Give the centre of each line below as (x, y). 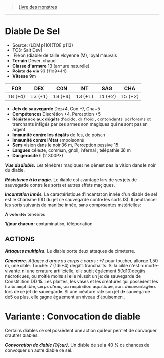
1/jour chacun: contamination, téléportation (49, 224)
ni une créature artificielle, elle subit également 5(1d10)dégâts (84, 271)
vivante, (13, 271)
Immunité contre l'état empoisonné (48, 140)
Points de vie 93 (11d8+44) (40, 71)
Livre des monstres (38, 7)
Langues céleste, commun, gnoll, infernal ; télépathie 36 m (71, 150)
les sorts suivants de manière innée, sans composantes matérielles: (73, 205)
